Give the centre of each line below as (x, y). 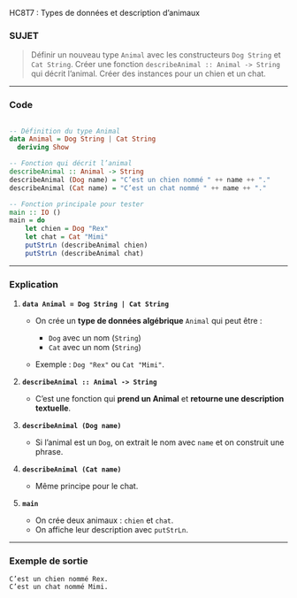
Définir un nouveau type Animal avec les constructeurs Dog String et (156, 55)
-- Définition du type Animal (65, 131)
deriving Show (43, 148)
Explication (34, 284)
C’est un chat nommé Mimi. (59, 587)
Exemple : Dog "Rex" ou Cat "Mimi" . (100, 364)
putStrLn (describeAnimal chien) (87, 245)
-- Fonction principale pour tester (76, 204)
